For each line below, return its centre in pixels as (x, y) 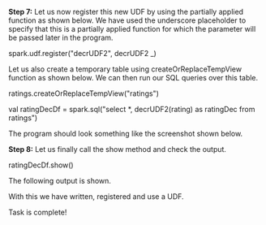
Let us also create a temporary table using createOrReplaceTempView (125, 69)
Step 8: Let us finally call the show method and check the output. (118, 149)
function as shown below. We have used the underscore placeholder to (127, 20)
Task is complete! (38, 212)
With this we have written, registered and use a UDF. (96, 197)
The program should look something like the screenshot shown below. (126, 134)
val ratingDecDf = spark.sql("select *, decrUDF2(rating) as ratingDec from (132, 109)
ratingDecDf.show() (41, 165)
